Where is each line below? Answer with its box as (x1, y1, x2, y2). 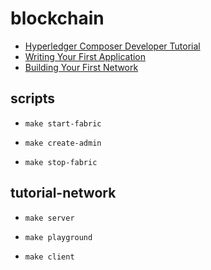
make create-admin (24, 138, 102, 148)
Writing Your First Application (24, 50, 147, 62)
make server (24, 213, 75, 223)
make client (24, 252, 75, 262)
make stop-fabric (24, 157, 98, 167)
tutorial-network (10, 185, 117, 202)
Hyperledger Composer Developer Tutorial (24, 40, 201, 52)
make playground (24, 232, 93, 242)
